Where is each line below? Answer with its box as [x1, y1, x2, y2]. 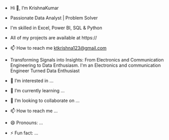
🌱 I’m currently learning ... [10, 88, 65, 93]
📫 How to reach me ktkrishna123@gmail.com [10, 45, 107, 51]
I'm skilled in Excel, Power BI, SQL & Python [10, 25, 102, 31]
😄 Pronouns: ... [10, 119, 44, 126]
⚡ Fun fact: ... [10, 130, 38, 136]
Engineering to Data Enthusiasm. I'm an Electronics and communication [10, 62, 161, 68]
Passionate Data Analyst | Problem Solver [10, 15, 98, 21]
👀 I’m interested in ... [10, 77, 54, 84]
